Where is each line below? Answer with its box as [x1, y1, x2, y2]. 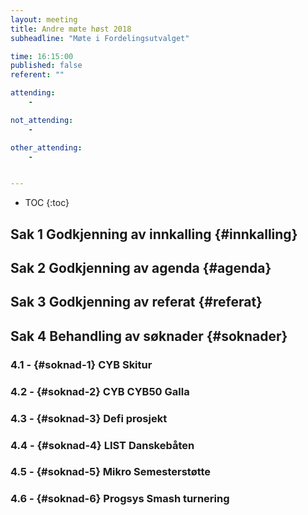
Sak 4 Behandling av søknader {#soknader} [10, 327, 288, 345]
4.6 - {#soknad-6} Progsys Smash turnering [10, 492, 230, 506]
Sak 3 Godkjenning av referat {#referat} [10, 294, 263, 311]
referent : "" [10, 70, 65, 80]
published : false [10, 61, 83, 71]
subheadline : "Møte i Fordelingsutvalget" [10, 33, 190, 43]
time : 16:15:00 [10, 51, 74, 61]
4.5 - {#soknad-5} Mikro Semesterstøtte [10, 465, 212, 479]
